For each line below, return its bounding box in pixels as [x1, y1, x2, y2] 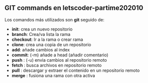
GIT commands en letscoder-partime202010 [4, 4, 144, 12]
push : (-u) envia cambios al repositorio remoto [11, 57, 107, 63]
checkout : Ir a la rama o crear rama [11, 36, 84, 42]
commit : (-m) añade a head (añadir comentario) [11, 52, 108, 58]
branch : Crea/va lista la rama [11, 31, 71, 37]
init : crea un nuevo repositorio [11, 26, 73, 32]
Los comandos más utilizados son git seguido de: [4, 17, 105, 22]
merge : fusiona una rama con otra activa [11, 72, 95, 78]
